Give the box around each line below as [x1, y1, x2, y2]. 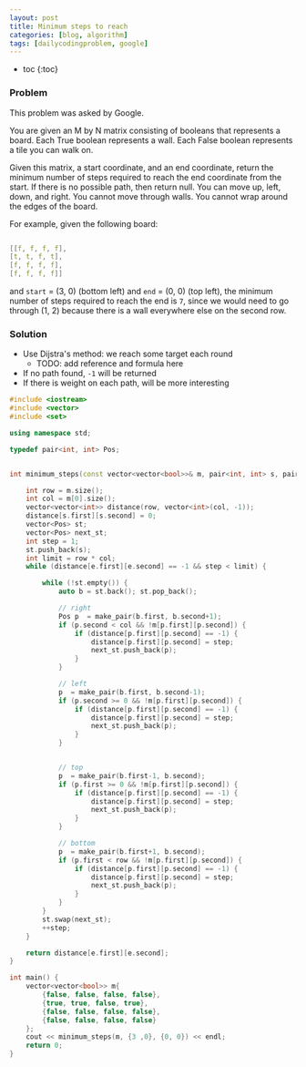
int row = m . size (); [25, 486, 104, 495]
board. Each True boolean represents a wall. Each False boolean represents [9, 134, 293, 146]
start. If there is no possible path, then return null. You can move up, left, [9, 181, 281, 192]
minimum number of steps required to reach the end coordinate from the [9, 171, 282, 182]
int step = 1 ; [25, 537, 79, 546]
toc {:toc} [22, 64, 59, 75]
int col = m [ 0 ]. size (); [25, 494, 117, 504]
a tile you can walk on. [9, 144, 94, 155]
